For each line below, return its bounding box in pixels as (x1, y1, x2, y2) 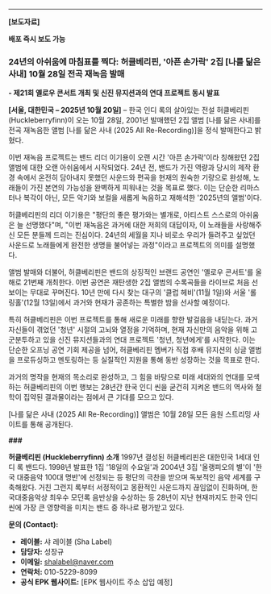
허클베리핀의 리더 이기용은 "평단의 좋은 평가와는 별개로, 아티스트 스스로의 (8, 210, 238, 220)
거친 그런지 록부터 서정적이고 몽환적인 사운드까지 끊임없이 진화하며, (38, 483, 250, 492)
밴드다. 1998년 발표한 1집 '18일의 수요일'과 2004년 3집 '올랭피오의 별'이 (25, 463, 252, 472)
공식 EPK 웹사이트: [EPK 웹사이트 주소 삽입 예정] (19, 577, 173, 587)
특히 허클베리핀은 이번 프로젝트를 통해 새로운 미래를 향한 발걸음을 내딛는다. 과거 (8, 315, 258, 325)
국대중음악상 (8, 492, 48, 502)
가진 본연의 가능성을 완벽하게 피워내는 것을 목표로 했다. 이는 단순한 (29, 183, 239, 193)
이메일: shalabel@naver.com (19, 557, 115, 567)
